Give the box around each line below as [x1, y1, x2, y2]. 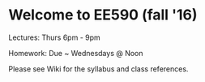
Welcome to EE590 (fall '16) [8, 6, 198, 24]
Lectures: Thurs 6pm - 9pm [8, 32, 101, 42]
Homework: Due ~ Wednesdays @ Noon [8, 48, 143, 58]
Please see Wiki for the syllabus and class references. [8, 63, 189, 74]
